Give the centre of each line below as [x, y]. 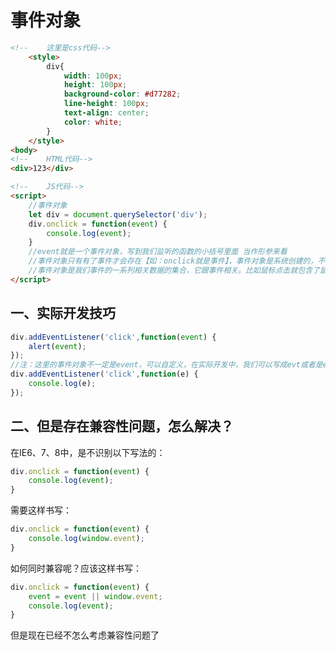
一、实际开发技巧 [63, 313]
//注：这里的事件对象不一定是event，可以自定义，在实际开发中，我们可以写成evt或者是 [166, 365]
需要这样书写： [41, 510]
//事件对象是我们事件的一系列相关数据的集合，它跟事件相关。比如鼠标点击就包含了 [174, 271]
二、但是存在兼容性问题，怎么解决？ [122, 426]
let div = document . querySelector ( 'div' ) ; [118, 214]
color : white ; [93, 122]
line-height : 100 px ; [106, 104]
